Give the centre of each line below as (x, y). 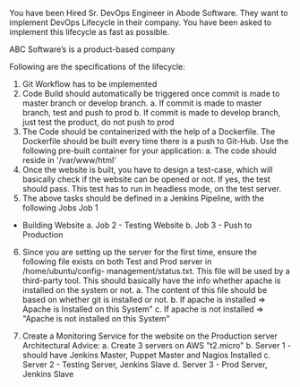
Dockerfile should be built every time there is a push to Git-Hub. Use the (155, 141)
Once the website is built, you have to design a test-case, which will (147, 170)
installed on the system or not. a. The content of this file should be (145, 290)
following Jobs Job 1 (60, 208)
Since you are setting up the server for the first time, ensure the (140, 252)
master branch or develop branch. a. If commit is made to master (142, 103)
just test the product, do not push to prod (98, 122)
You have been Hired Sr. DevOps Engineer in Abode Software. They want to (149, 13)
